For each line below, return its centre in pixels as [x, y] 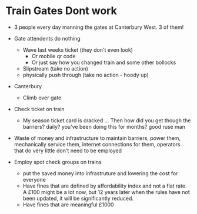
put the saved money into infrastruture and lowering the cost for [100, 173]
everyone [34, 179]
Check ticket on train [39, 109]
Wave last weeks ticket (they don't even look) [78, 50]
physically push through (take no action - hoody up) [86, 75]
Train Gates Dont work [61, 11]
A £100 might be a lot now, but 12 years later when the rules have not [106, 192]
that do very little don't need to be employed [68, 151]
